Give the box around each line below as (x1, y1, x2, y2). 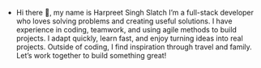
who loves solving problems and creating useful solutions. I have (15, 16, 233, 26)
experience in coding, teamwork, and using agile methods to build (15, 25, 237, 34)
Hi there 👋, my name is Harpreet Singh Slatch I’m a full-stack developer (15, 8, 254, 17)
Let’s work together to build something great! (15, 51, 167, 60)
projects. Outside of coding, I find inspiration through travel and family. (15, 42, 253, 52)
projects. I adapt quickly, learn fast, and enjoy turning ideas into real (15, 33, 243, 43)
